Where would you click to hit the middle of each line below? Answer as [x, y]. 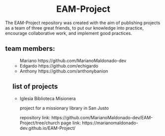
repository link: [35, 117]
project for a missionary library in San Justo [64, 108]
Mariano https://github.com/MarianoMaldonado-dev [73, 61]
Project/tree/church [40, 123]
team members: [30, 49]
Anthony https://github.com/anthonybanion [64, 71]
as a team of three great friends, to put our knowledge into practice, [74, 28]
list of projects [35, 86]
